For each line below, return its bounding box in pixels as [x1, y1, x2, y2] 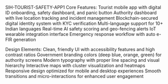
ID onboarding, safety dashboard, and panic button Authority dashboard [5, 10, 157, 16]
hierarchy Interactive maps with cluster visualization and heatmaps [5, 63, 146, 68]
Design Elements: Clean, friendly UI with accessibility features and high [5, 47, 155, 52]
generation [13, 36, 36, 43]
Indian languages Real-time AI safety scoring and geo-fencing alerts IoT [5, 26, 156, 32]
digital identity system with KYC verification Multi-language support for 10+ [5, 20, 163, 26]
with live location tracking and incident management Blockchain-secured [5, 15, 158, 21]
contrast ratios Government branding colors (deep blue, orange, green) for [5, 52, 162, 58]
